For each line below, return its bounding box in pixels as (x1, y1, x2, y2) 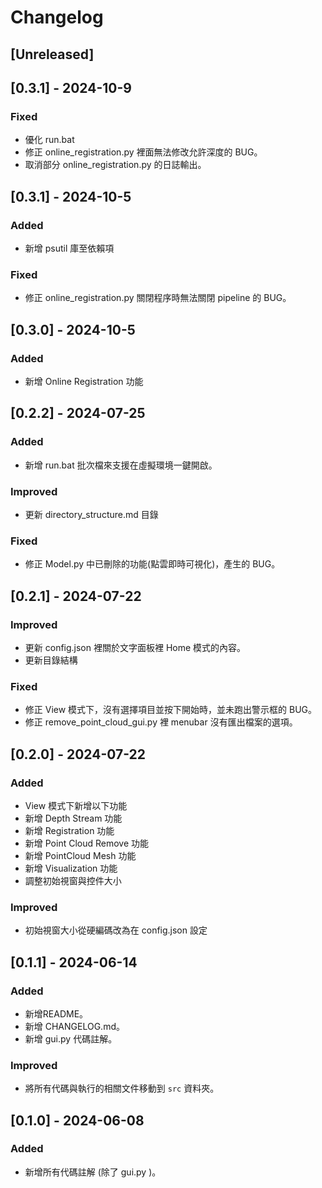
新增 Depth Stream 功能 (24, 812, 123, 824)
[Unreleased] (10, 46, 95, 63)
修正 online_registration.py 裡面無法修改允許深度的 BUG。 (24, 146, 263, 158)
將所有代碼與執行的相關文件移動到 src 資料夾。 (24, 1082, 220, 1095)
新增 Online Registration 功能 (24, 375, 144, 387)
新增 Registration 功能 (24, 824, 115, 836)
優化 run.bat (24, 134, 75, 146)
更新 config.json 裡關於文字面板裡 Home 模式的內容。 (24, 641, 247, 653)
